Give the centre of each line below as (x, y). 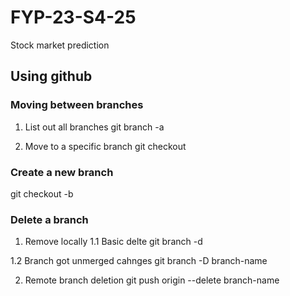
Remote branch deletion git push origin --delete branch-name (152, 280)
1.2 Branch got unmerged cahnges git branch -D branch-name (139, 261)
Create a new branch (62, 172)
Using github (51, 76)
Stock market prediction (60, 45)
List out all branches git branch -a (94, 127)
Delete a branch (49, 219)
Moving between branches (77, 105)
